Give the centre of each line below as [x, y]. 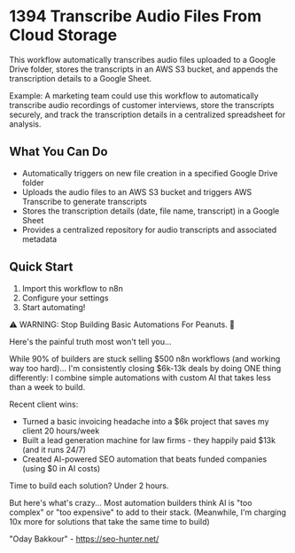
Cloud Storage [63, 35]
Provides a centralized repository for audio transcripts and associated [149, 230]
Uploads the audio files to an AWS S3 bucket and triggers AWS [137, 191]
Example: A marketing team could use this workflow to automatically [134, 96]
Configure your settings [65, 298]
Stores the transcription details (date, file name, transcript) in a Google [151, 211]
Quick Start [41, 267]
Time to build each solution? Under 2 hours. [89, 486]
